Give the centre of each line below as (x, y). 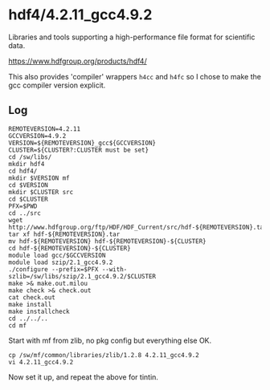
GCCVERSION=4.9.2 (37, 136)
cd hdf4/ (23, 171)
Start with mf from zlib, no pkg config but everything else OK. (110, 340)
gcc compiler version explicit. (57, 85)
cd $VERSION (28, 185)
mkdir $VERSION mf (39, 178)
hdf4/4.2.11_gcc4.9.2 (80, 15)
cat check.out (32, 297)
